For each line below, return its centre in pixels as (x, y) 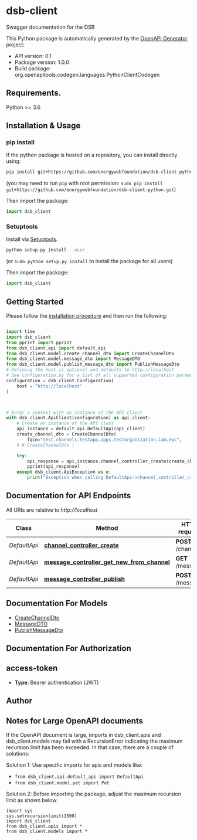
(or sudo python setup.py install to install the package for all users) (89, 261)
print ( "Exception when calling (65, 478)
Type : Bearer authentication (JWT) (57, 682)
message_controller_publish (84, 579)
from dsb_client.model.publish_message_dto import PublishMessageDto (93, 365)
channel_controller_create (81, 545)
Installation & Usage (43, 126)
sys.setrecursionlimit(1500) (42, 816)
